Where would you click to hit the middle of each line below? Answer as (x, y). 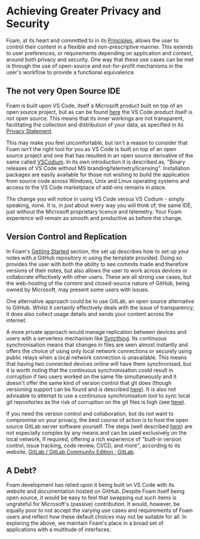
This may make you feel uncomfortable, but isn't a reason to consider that (97, 143)
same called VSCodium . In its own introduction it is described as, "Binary (96, 162)
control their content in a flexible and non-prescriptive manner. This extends (100, 47)
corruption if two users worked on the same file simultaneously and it (92, 377)
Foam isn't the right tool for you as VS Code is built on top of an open (91, 149)
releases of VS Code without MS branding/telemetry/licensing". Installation (98, 168)
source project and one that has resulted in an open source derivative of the (100, 155)
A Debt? (21, 470)
